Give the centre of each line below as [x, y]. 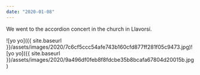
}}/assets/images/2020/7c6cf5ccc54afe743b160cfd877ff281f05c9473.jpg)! [99, 47]
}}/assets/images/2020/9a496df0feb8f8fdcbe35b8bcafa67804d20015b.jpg [100, 59]
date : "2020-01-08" [31, 12]
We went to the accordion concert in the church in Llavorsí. [79, 29]
